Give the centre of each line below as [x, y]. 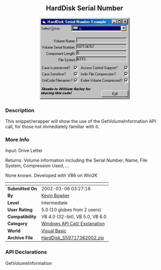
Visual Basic [54, 231]
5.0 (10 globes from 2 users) [71, 210]
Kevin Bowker [55, 195]
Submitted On [22, 189]
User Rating [20, 210]
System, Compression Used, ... [37, 166]
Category [17, 224]
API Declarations [26, 252]
